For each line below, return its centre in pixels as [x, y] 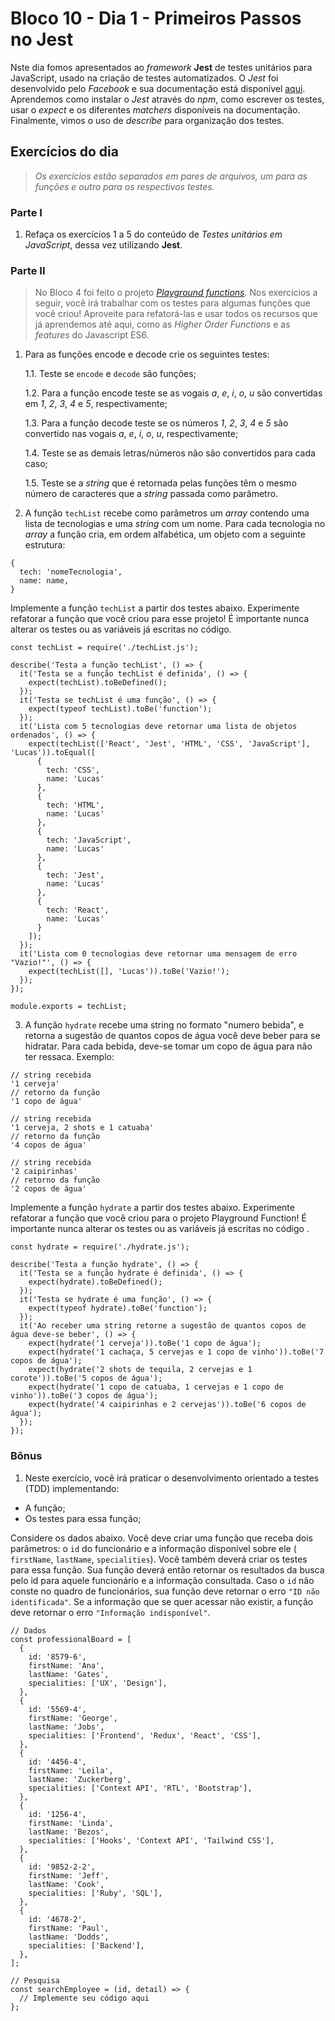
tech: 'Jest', [75, 875]
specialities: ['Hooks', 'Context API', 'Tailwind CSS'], [151, 1840]
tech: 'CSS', [73, 770]
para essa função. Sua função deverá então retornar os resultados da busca [167, 1569]
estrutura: [45, 545]
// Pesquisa [35, 1980]
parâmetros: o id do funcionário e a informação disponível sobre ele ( [153, 1548]
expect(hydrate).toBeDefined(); [95, 1282]
